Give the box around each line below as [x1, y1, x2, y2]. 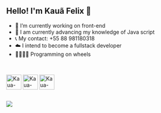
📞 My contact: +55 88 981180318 [14, 34, 95, 42]
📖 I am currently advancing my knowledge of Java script [14, 28, 155, 35]
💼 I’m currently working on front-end [14, 22, 106, 29]
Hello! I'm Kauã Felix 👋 [6, 6, 91, 16]
